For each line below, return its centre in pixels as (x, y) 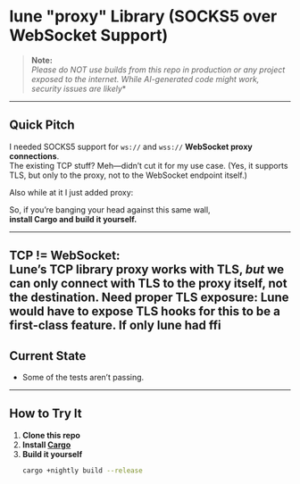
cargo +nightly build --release (82, 471)
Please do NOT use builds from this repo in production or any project (158, 70)
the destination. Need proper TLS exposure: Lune (149, 298)
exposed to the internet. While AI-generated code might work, (145, 79)
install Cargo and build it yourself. (73, 219)
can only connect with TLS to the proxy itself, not (148, 284)
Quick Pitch (42, 125)
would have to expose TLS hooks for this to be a (145, 311)
